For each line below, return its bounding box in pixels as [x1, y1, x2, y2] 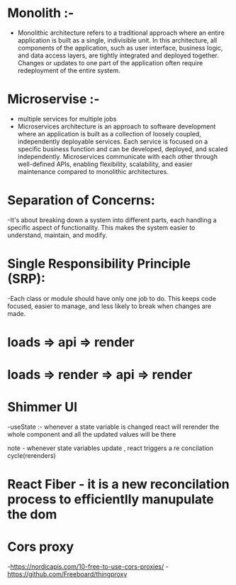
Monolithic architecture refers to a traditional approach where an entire [17, 28, 225, 37]
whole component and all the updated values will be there [7, 430, 176, 439]
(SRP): [7, 271, 46, 287]
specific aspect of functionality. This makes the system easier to [7, 223, 196, 231]
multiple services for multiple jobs [17, 114, 117, 123]
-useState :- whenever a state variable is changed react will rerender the [7, 422, 220, 431]
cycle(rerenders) [7, 452, 57, 460]
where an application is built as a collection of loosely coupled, [17, 129, 202, 138]
